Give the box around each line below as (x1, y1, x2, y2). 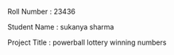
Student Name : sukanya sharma (7, 22, 114, 31)
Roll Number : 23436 (7, 7, 76, 16)
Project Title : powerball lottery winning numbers (7, 37, 167, 47)
